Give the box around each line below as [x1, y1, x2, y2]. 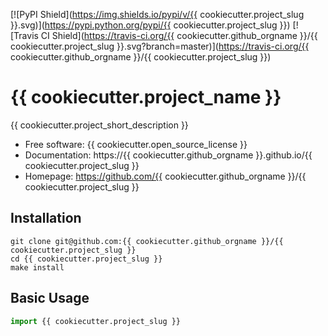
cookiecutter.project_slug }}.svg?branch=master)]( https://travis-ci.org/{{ [10, 40, 310, 52]
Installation [10, 210, 82, 227]
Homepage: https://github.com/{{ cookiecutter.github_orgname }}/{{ [24, 170, 307, 182]
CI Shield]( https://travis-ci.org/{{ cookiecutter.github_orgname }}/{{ [40, 30, 318, 41]
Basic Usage [10, 290, 90, 307]
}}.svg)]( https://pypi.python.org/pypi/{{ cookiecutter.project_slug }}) [10, 19, 291, 31]
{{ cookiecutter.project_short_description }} [10, 119, 189, 131]
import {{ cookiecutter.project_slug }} [10, 316, 182, 326]
